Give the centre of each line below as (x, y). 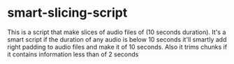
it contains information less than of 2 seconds (73, 54)
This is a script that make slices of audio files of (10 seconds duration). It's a (117, 32)
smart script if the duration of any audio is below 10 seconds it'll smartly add (117, 39)
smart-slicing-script (67, 13)
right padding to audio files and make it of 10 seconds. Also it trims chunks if (117, 47)
